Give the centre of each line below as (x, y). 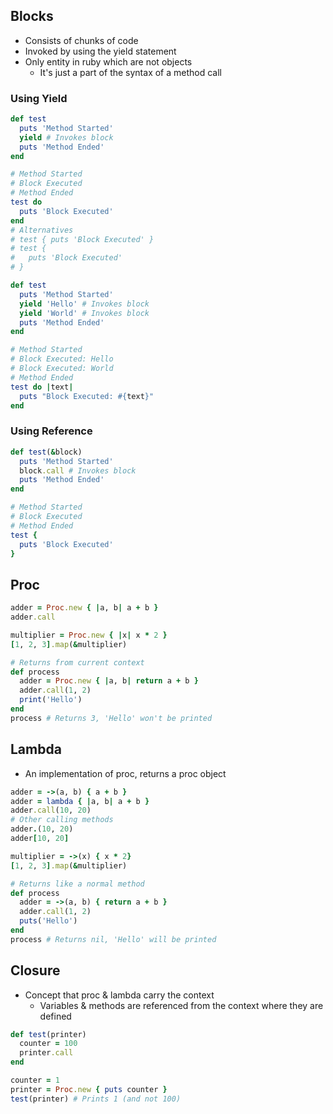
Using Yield (39, 98)
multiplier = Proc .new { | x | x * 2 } (89, 635)
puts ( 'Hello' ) (48, 921)
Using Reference (51, 431)
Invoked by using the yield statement (100, 51)
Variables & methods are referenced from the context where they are (181, 1005)
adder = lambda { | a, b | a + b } (80, 801)
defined (55, 1016)
